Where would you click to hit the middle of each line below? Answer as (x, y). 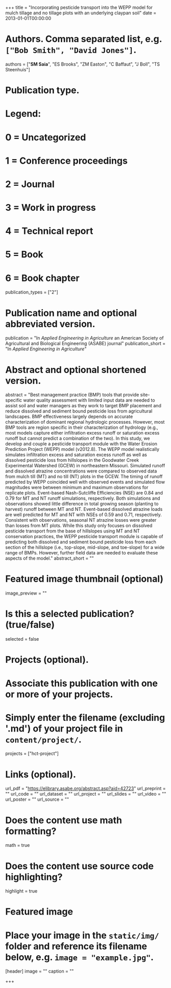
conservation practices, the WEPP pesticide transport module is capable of (84, 537)
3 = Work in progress (51, 208)
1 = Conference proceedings (66, 161)
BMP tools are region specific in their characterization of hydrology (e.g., (82, 427)
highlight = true (21, 891)
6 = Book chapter (43, 278)
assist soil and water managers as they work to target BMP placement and (83, 406)
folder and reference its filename (76, 946)
